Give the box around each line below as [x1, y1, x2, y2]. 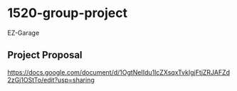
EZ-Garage [7, 28, 40, 37]
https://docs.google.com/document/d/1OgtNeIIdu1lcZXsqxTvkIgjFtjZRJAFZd [7, 68, 230, 76]
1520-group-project [7, 5, 128, 21]
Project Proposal [7, 49, 83, 61]
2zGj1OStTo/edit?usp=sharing [7, 75, 95, 84]
